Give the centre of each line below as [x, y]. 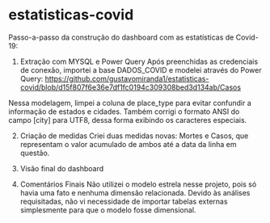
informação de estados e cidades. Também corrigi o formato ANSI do [124, 111]
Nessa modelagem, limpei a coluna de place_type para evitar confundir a [130, 103]
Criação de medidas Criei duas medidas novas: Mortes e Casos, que [134, 136]
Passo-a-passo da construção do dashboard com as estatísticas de [121, 37]
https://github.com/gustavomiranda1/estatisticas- [127, 78]
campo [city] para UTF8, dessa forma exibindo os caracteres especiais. [128, 120]
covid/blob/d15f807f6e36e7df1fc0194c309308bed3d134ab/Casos [130, 87]
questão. [35, 153]
